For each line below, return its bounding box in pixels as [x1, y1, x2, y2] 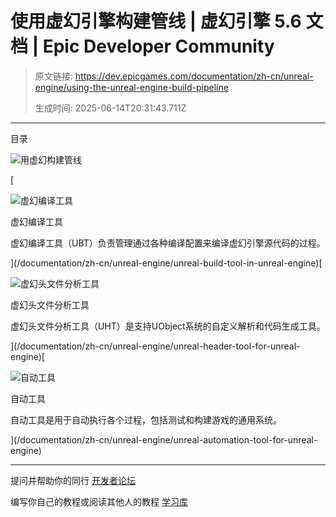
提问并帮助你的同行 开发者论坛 [10, 474, 136, 486]
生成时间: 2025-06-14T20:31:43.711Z [34, 102, 187, 114]
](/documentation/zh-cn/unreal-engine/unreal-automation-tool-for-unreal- [10, 433, 318, 446]
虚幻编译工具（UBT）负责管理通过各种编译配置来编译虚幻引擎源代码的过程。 [10, 237, 326, 249]
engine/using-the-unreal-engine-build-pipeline [34, 81, 229, 93]
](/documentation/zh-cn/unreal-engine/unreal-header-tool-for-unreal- [10, 340, 301, 352]
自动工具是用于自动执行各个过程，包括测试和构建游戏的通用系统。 [10, 413, 282, 426]
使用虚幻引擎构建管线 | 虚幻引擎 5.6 [10, 10, 302, 33]
